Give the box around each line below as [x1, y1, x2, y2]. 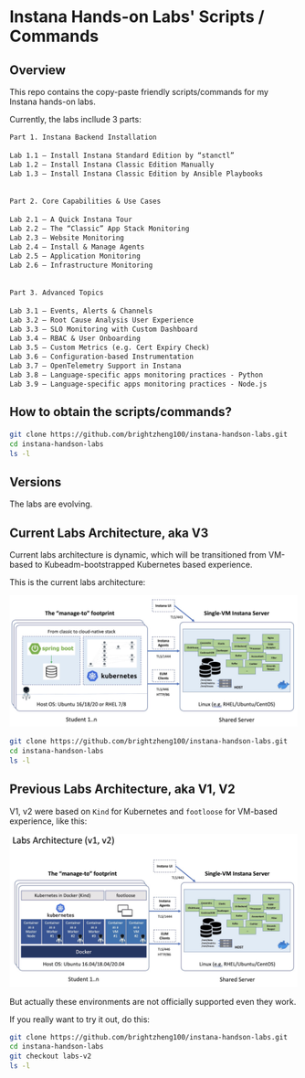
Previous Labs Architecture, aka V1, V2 [9, 782, 236, 797]
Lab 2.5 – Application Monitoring [9, 251, 142, 261]
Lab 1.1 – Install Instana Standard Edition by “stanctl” [9, 151, 235, 160]
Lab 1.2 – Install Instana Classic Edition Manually [9, 160, 215, 169]
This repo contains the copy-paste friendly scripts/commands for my [9, 87, 269, 97]
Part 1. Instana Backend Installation [9, 133, 157, 142]
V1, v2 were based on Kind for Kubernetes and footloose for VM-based [9, 806, 279, 817]
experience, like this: [9, 816, 88, 827]
